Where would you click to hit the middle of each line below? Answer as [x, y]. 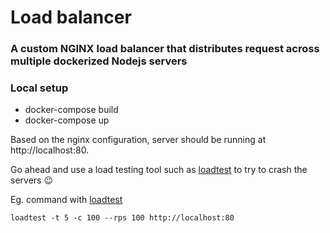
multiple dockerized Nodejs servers [99, 61]
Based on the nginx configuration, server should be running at [138, 140]
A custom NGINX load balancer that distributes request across [165, 49]
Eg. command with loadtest [66, 200]
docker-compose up [67, 120]
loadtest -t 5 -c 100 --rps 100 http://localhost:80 [122, 218]
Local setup [39, 88]
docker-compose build [71, 110]
